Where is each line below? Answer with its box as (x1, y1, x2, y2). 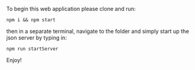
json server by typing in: (6, 34, 67, 41)
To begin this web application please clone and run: (6, 5, 136, 12)
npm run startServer (6, 46, 59, 52)
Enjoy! (6, 57, 23, 63)
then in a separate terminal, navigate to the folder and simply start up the (6, 27, 190, 35)
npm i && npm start (6, 17, 56, 23)
